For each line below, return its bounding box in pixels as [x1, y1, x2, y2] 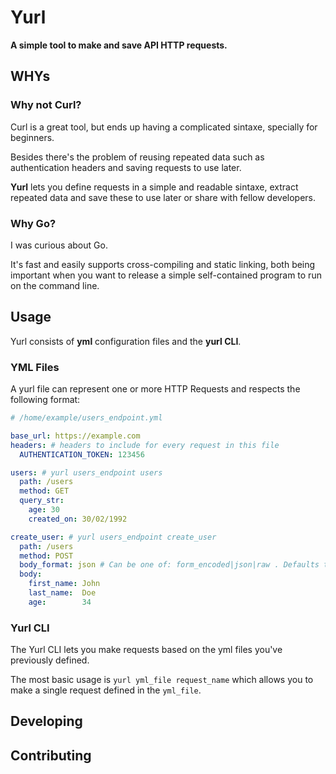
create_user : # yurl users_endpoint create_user [10, 532, 217, 542]
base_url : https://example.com [10, 431, 141, 441]
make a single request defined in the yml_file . [10, 684, 202, 696]
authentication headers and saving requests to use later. [10, 161, 242, 173]
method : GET [19, 486, 70, 496]
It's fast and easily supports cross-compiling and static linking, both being [10, 258, 316, 270]
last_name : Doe [28, 588, 97, 598]
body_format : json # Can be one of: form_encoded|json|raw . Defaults [19, 560, 320, 570]
